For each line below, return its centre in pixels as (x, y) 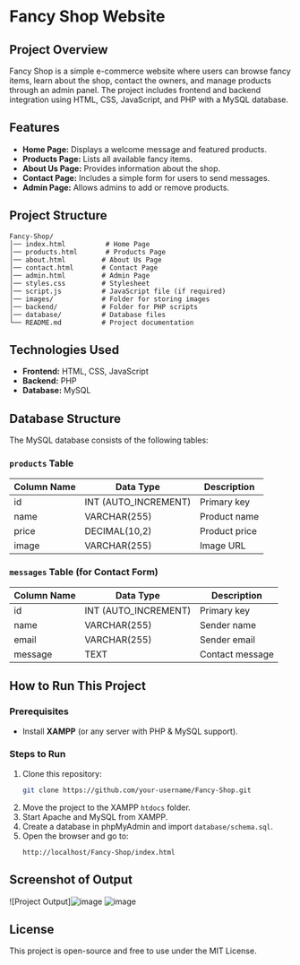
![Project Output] (40, 901)
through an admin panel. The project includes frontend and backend (135, 90)
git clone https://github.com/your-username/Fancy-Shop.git (137, 790)
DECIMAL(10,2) (118, 530)
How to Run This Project (77, 686)
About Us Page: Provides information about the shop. (121, 168)
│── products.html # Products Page (88, 252)
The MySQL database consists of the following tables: (109, 440)
